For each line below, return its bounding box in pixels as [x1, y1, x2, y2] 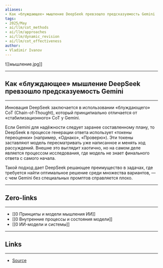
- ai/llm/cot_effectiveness [5, 39, 62, 44]
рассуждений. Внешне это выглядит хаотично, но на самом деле [5, 145, 141, 151]
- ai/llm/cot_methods [5, 25, 49, 30]
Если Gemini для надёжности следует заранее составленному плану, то [5, 124, 155, 130]
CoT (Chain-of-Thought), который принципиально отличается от [5, 110, 137, 116]
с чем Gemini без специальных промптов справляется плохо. [5, 175, 133, 181]
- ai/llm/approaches [5, 30, 47, 34]
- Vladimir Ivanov [5, 48, 42, 52]
